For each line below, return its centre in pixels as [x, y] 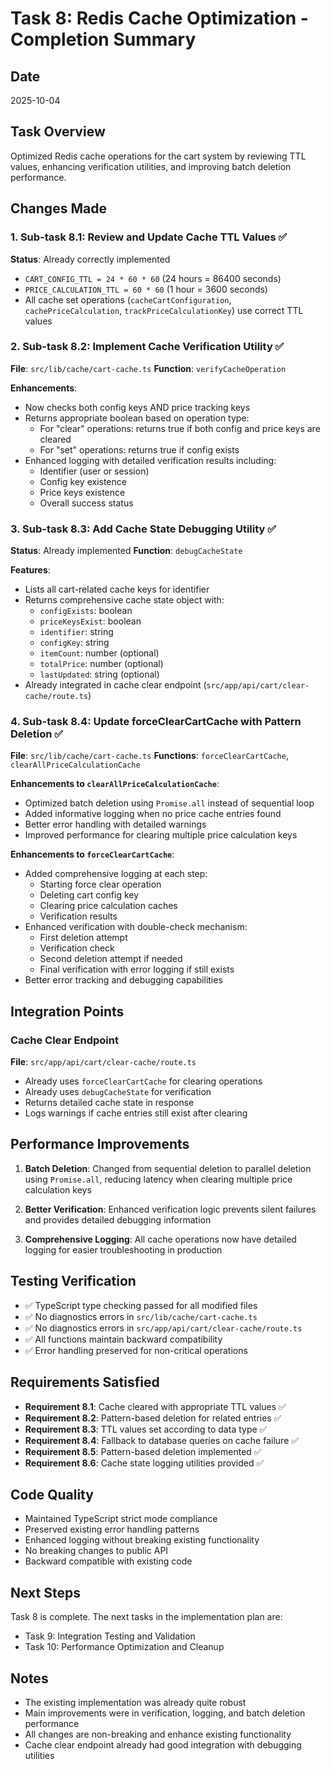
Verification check [77, 948]
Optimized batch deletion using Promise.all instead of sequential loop [169, 803]
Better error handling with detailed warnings [115, 824]
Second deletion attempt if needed [111, 959]
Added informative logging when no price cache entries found [153, 814]
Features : [30, 570]
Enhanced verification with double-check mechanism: [136, 927]
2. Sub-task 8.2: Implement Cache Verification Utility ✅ [147, 347]
